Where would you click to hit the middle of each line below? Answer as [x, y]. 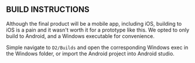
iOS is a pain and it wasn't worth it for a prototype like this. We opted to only [98, 30]
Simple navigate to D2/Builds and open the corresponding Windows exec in [97, 47]
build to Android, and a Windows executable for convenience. [81, 36]
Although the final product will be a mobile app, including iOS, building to [94, 23]
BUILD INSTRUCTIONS [48, 10]
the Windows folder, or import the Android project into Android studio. [90, 53]
